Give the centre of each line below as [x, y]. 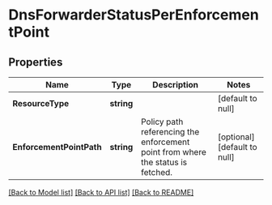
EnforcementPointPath [57, 147]
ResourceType [41, 103]
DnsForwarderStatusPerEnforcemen [134, 15]
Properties [36, 62]
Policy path [162, 122]
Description [176, 85]
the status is [164, 162]
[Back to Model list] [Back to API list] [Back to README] [101, 192]
